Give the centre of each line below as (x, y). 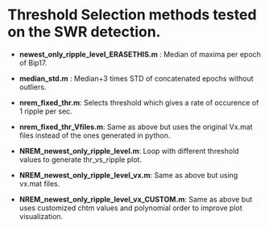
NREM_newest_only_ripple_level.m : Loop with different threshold (129, 151)
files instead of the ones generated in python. (95, 135)
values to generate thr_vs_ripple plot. (81, 160)
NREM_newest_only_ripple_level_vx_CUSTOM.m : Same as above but (136, 199)
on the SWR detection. (84, 32)
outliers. (33, 87)
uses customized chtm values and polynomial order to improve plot (130, 208)
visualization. (41, 216)
